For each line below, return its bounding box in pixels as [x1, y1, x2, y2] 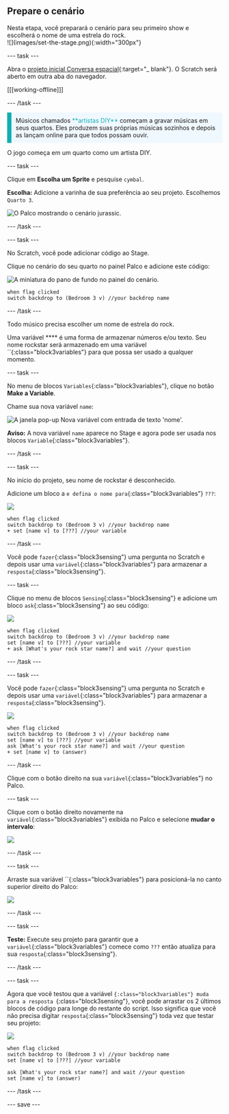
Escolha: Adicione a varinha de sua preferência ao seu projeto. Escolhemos [7, 188, 221, 196]
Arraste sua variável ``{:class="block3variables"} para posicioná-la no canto [7, 875, 222, 884]
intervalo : [7, 822, 36, 831]
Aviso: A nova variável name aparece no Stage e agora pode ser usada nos [7, 429, 217, 437]
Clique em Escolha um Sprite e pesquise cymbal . [7, 175, 145, 183]
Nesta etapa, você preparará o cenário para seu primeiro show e [7, 23, 189, 32]
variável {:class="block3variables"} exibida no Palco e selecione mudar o [7, 815, 215, 823]
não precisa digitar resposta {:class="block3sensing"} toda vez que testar [7, 1011, 214, 1019]
